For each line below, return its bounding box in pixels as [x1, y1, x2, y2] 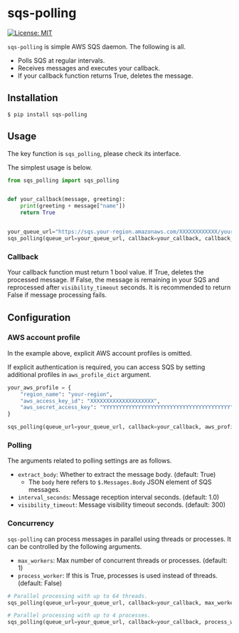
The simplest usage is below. [7, 163, 92, 172]
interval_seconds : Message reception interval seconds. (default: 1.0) [17, 493, 220, 502]
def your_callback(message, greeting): [7, 196, 126, 203]
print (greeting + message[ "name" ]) [20, 202, 126, 210]
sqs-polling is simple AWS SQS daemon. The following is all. [7, 42, 186, 51]
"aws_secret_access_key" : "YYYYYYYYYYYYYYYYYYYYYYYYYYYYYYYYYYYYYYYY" [20, 404, 234, 411]
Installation [7, 92, 58, 104]
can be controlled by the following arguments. [7, 542, 142, 550]
